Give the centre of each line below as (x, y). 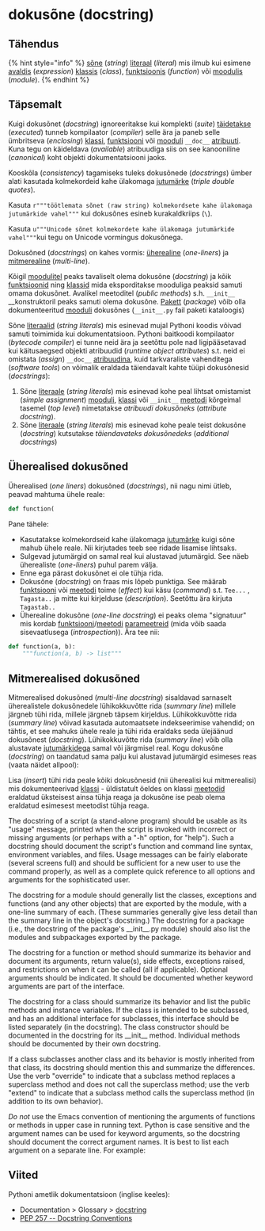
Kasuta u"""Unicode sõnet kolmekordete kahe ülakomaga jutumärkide (121, 228)
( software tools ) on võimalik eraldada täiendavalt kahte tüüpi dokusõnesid (129, 367)
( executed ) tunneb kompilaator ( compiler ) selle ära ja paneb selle (114, 132)
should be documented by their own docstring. (85, 1044)
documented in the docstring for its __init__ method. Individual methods (124, 1035)
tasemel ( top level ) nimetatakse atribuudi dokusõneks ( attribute (123, 408)
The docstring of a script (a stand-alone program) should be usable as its (128, 821)
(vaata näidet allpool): (44, 765)
